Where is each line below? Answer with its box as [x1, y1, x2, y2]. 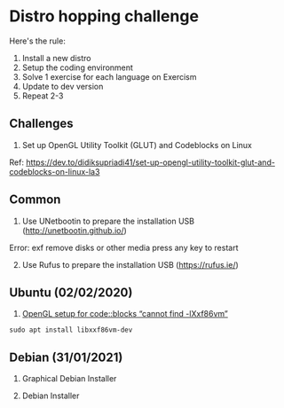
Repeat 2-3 [21, 90, 64, 101]
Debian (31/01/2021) [9, 349, 123, 365]
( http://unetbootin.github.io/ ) [21, 224, 127, 236]
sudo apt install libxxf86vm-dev [9, 326, 133, 334]
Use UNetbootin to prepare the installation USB [21, 216, 195, 226]
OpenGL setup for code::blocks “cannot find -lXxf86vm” [21, 309, 228, 319]
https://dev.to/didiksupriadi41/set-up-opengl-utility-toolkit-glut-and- [26, 157, 275, 168]
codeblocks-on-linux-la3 [9, 166, 100, 177]
